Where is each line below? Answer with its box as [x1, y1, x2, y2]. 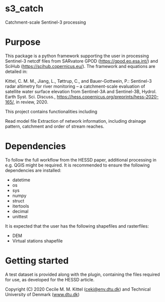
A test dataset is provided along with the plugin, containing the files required [5, 271, 160, 277]
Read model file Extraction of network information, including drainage [5, 118, 146, 124]
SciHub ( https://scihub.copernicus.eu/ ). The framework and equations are [5, 63, 156, 69]
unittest [12, 213, 28, 219]
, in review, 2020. [13, 99, 48, 105]
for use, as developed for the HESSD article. [5, 276, 95, 282]
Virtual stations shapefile [12, 237, 63, 244]
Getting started [5, 255, 69, 266]
